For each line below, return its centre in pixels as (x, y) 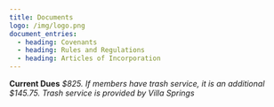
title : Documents (41, 17)
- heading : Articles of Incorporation (89, 58)
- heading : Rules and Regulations (81, 50)
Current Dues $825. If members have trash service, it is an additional (137, 84)
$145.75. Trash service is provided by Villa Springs (102, 93)
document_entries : (43, 34)
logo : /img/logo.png (48, 26)
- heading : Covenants (57, 42)
